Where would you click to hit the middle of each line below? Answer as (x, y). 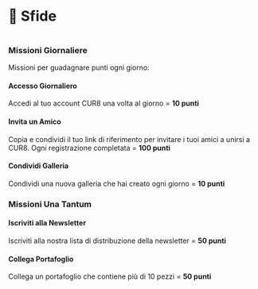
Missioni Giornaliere (48, 50)
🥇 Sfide (33, 16)
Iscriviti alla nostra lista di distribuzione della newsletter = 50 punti (117, 241)
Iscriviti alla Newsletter (47, 223)
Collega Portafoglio (41, 259)
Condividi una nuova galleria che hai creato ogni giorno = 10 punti (117, 183)
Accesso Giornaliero (43, 86)
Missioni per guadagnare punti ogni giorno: (79, 67)
